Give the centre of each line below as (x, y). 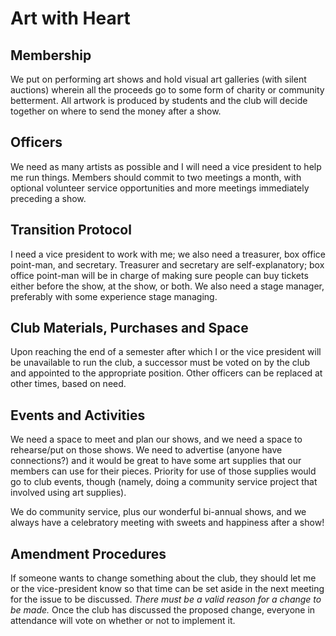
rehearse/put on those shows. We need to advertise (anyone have (146, 450)
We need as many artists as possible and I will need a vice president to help (166, 166)
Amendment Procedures (88, 553)
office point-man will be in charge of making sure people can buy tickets (159, 275)
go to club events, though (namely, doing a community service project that (164, 482)
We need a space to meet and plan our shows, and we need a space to (156, 439)
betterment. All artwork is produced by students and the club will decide (159, 100)
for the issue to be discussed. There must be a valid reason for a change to (166, 599)
